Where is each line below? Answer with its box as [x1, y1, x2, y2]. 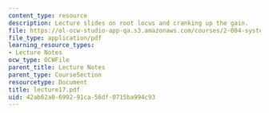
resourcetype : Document [8, 78, 88, 86]
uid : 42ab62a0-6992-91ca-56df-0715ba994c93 [8, 93, 156, 101]
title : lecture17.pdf [8, 85, 81, 94]
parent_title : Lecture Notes [8, 64, 106, 72]
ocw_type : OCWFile [8, 56, 70, 64]
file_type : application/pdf [8, 33, 102, 42]
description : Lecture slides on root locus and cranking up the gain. [8, 19, 249, 27]
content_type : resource [8, 11, 88, 20]
